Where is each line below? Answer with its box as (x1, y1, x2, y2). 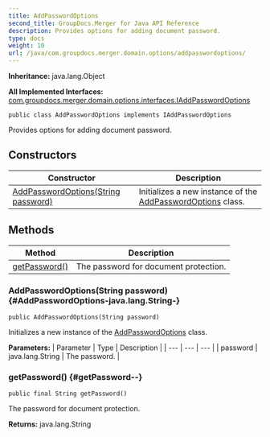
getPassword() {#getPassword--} (8, 371, 143, 382)
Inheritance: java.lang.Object (8, 72, 106, 80)
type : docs (8, 34, 45, 43)
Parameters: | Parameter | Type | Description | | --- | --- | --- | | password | (8, 343, 258, 352)
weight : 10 (8, 42, 45, 50)
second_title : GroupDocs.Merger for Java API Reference (8, 19, 199, 27)
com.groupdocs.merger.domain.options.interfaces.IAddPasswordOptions (8, 96, 251, 105)
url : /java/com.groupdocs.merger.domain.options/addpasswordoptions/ (8, 49, 247, 57)
